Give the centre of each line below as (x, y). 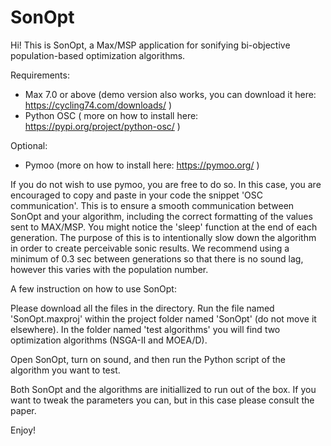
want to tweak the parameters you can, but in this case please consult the (162, 400)
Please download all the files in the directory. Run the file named (142, 308)
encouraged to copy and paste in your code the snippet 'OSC (136, 195)
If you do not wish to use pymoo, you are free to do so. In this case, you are (166, 184)
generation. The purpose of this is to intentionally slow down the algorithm (163, 237)
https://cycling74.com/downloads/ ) (98, 105)
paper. (23, 410)
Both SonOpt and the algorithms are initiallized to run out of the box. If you (163, 389)
